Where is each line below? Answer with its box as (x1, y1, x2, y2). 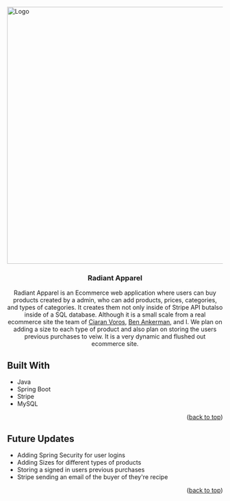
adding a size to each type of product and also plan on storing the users (13, 325, 217, 334)
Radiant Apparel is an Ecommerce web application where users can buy (13, 289, 217, 297)
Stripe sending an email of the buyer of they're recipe (16, 472, 168, 481)
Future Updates (7, 432, 75, 444)
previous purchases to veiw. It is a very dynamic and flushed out (24, 332, 206, 341)
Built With (7, 359, 50, 371)
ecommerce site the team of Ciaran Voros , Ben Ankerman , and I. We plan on (8, 318, 222, 326)
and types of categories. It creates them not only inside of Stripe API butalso (7, 304, 223, 312)
